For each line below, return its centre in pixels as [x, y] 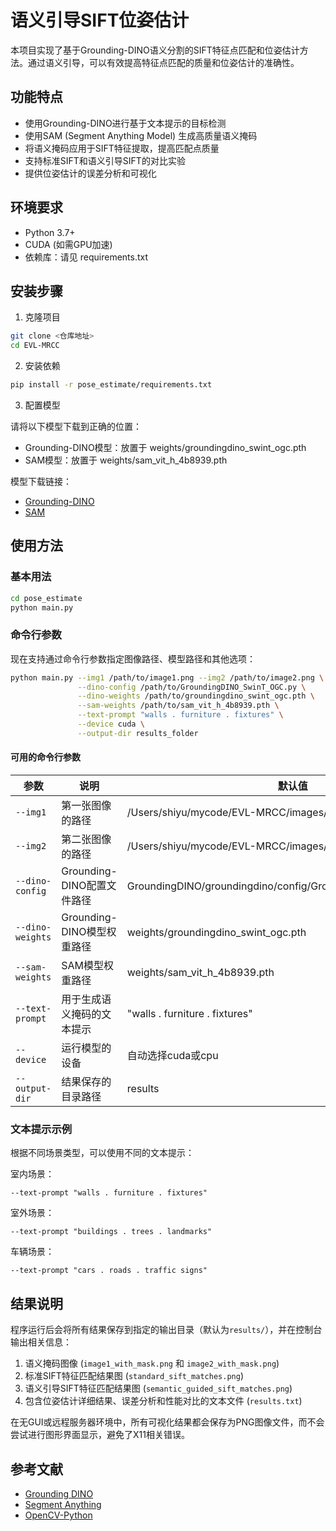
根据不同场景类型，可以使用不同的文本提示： [102, 1153]
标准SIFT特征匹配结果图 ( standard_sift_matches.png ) [134, 1376]
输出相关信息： [41, 1342]
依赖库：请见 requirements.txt [86, 257]
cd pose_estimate [46, 598]
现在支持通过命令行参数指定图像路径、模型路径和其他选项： [133, 658]
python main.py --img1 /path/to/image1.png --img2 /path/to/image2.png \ [167, 677]
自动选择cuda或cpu [172, 1056]
